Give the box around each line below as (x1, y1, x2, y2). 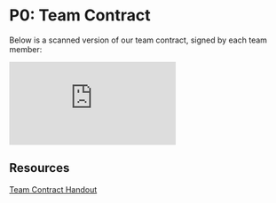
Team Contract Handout (9, 183, 98, 195)
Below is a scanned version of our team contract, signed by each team (9, 35, 268, 45)
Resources (9, 160, 70, 176)
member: (9, 43, 43, 54)
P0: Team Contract (9, 5, 151, 26)
